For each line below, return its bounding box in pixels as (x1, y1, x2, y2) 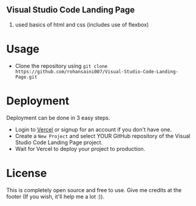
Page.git (15, 74, 38, 80)
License (6, 166, 47, 180)
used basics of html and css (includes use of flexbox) (15, 21, 149, 28)
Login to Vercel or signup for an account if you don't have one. (15, 125, 172, 133)
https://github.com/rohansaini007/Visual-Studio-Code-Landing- (15, 68, 179, 75)
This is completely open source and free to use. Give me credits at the (6, 186, 182, 193)
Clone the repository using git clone (15, 62, 108, 69)
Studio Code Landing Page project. (15, 139, 103, 146)
